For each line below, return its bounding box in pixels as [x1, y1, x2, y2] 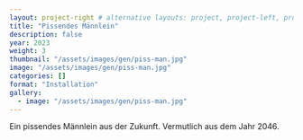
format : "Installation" [9, 80, 99, 89]
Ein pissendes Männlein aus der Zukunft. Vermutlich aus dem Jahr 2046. [9, 121, 280, 132]
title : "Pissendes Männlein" [9, 22, 119, 31]
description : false [9, 30, 83, 39]
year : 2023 [9, 38, 50, 48]
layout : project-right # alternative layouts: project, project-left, [9, 13, 280, 22]
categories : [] [9, 72, 67, 81]
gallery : [9, 88, 42, 97]
